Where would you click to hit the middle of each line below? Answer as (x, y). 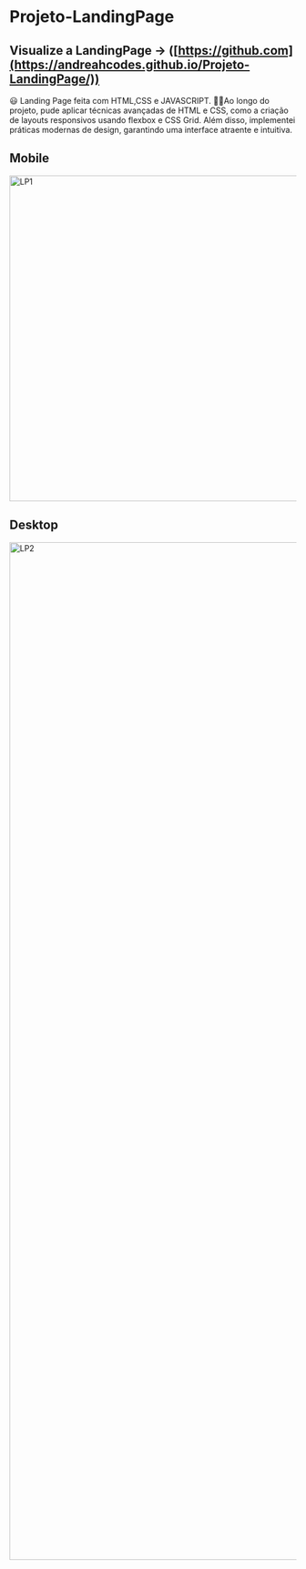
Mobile (30, 158)
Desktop (34, 525)
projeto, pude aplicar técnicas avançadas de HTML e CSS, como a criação (149, 110)
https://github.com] (235, 51)
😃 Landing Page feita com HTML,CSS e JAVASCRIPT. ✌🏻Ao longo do (140, 101)
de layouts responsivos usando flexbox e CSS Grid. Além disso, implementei (153, 120)
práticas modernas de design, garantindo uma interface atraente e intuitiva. (151, 130)
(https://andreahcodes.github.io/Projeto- (130, 64)
